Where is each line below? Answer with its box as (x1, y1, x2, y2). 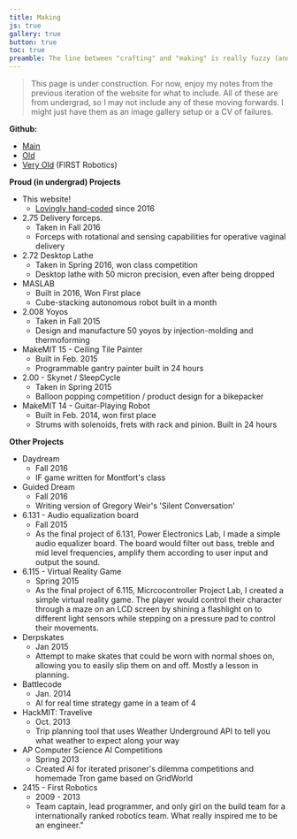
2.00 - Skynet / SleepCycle (21, 372, 121, 383)
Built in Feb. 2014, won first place (34, 410, 156, 420)
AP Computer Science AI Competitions (21, 744, 164, 755)
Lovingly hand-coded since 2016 (34, 203, 155, 213)
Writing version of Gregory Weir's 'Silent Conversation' (34, 500, 236, 511)
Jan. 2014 (34, 689, 72, 698)
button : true (9, 37, 57, 47)
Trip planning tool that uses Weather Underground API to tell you (34, 726, 271, 736)
